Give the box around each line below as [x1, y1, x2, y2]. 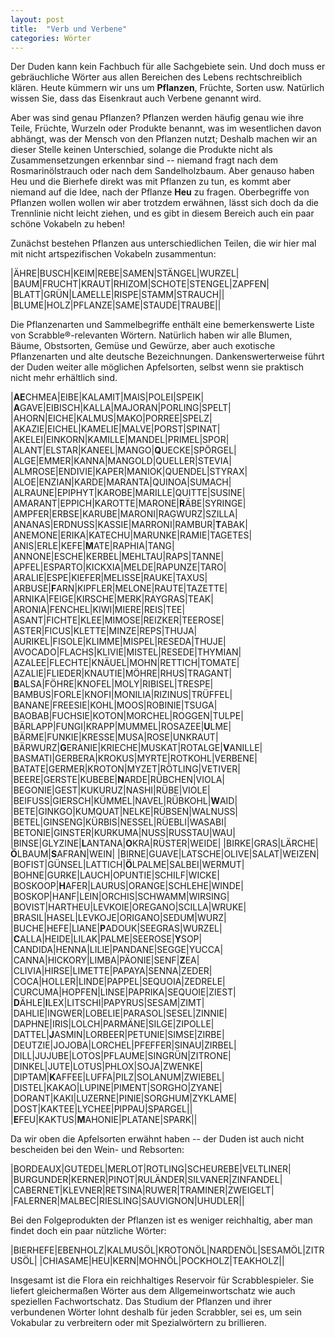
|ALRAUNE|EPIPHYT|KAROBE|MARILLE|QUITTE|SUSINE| [10, 487, 246, 499]
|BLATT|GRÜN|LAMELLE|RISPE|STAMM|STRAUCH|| [10, 289, 225, 301]
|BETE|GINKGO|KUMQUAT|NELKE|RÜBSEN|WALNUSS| [10, 806, 239, 818]
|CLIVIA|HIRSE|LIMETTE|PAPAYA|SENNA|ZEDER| [10, 965, 213, 977]
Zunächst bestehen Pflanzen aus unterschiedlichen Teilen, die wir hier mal [10, 237, 317, 250]
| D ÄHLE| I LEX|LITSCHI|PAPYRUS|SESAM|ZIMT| [10, 997, 205, 1009]
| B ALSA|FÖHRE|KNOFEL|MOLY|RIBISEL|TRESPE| [10, 678, 214, 690]
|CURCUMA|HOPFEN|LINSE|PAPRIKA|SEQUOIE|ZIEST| [10, 986, 237, 998]
